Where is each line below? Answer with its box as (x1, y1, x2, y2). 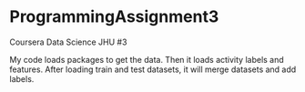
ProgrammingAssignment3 (9, 6, 219, 27)
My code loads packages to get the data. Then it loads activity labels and (9, 54, 284, 65)
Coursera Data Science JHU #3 (9, 36, 127, 47)
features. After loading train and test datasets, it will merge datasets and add (9, 64, 297, 75)
